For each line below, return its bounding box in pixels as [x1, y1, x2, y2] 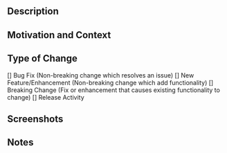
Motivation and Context [7, 29, 111, 41]
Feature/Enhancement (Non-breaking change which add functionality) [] [7, 78, 214, 87]
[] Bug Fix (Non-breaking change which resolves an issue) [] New [7, 71, 194, 79]
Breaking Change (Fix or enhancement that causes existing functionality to [7, 86, 220, 94]
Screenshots [7, 113, 64, 125]
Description [7, 6, 59, 17]
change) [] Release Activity [7, 93, 84, 101]
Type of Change [7, 53, 78, 64]
